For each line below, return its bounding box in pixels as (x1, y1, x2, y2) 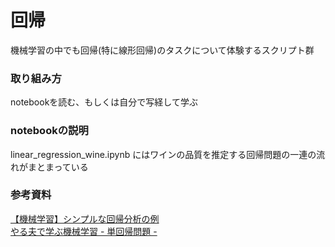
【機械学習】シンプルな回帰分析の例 (10, 212, 160, 225)
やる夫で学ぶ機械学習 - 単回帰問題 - (10, 225, 158, 237)
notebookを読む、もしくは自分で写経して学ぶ (10, 96, 198, 108)
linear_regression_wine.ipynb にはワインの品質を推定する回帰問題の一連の (10, 148, 317, 160)
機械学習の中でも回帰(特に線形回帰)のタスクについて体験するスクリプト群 (10, 44, 315, 56)
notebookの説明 (10, 124, 89, 138)
